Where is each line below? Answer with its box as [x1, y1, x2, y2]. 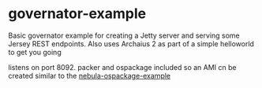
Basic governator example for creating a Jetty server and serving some [8, 31, 241, 40]
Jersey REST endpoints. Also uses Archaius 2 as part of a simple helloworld [8, 38, 255, 48]
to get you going [8, 47, 62, 57]
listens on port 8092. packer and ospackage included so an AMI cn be [8, 62, 237, 71]
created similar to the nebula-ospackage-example [8, 71, 171, 80]
